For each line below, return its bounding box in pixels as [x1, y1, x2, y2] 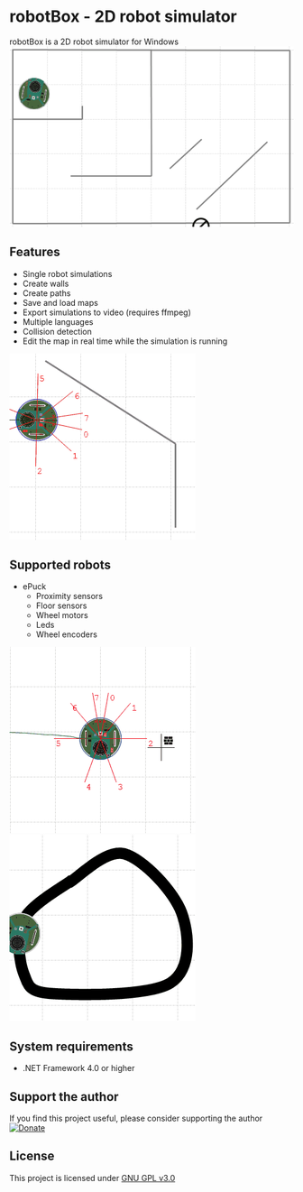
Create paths [22, 287, 71, 299]
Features [9, 245, 60, 260]
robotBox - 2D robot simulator [9, 6, 237, 27]
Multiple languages [22, 316, 94, 327]
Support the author [9, 1089, 119, 1104]
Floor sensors [35, 600, 87, 611]
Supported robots [9, 558, 111, 573]
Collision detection [22, 326, 92, 337]
